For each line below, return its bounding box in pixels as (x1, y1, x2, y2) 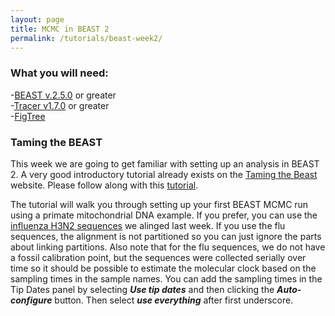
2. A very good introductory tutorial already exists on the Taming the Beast (10, 168, 318, 180)
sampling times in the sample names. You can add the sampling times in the (10, 272, 323, 285)
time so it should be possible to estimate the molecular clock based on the (10, 262, 317, 274)
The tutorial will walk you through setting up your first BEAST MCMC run (10, 198, 309, 210)
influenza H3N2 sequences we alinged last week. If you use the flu (10, 219, 286, 231)
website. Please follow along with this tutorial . (10, 179, 199, 191)
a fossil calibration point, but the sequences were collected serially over (10, 251, 307, 263)
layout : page (10, 14, 65, 25)
